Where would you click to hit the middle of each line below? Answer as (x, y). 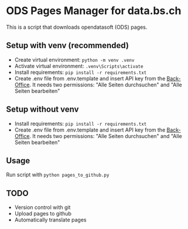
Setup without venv (42, 110)
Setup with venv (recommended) (67, 46)
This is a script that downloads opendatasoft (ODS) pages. (77, 27)
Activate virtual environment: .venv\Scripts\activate (79, 66)
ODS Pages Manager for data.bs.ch (94, 11)
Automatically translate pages (50, 220)
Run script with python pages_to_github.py (58, 175)
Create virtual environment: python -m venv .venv (74, 59)
